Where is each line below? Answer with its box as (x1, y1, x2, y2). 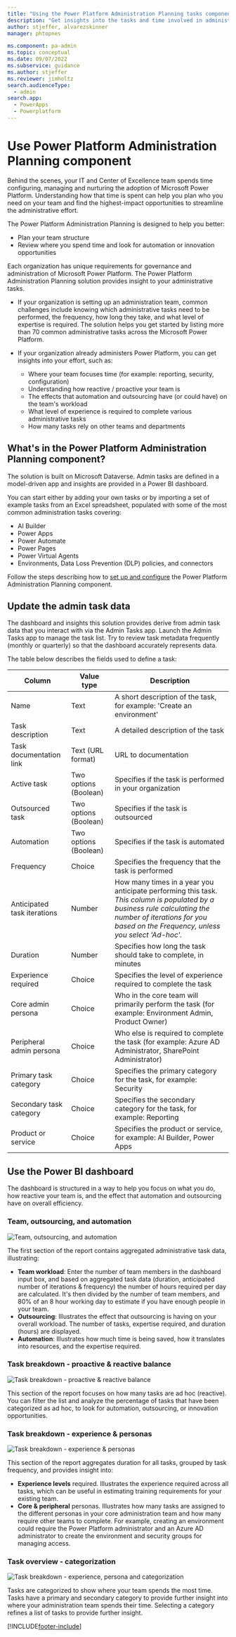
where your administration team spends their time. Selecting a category (7, 1601, 215, 1610)
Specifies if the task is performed (114, 775, 225, 784)
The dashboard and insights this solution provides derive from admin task (7, 619, 221, 627)
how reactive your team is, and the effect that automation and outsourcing (7, 1192, 222, 1200)
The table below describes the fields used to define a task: (7, 655, 177, 664)
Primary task (11, 1070, 53, 1080)
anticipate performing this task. (114, 886, 218, 896)
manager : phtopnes (7, 29, 61, 37)
